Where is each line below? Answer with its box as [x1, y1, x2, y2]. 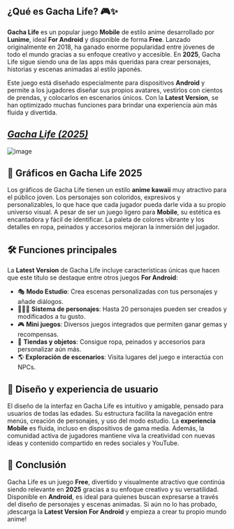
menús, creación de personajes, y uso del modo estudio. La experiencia [7, 416, 217, 425]
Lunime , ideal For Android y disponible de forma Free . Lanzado [7, 35, 191, 43]
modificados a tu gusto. [17, 312, 86, 321]
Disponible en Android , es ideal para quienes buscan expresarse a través [7, 492, 219, 501]
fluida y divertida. [7, 108, 58, 117]
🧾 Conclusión [7, 459, 66, 471]
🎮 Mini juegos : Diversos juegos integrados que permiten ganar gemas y [17, 320, 228, 328]
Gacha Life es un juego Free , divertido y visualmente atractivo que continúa [7, 477, 226, 486]
